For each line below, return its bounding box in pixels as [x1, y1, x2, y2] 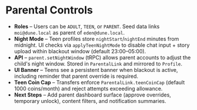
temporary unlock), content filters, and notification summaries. [14, 97, 166, 104]
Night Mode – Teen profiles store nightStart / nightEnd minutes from [14, 35, 179, 42]
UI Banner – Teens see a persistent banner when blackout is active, [14, 66, 178, 73]
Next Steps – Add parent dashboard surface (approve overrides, [14, 91, 172, 98]
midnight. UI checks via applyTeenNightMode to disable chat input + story [14, 42, 190, 49]
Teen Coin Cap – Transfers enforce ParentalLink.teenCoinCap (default [14, 78, 185, 85]
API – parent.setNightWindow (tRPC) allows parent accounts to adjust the [14, 54, 191, 61]
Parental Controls [5, 4, 93, 17]
